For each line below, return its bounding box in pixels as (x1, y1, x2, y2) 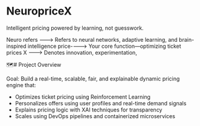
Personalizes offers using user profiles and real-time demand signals (15, 99, 187, 107)
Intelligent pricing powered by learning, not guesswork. (6, 24, 144, 31)
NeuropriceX (6, 4, 73, 18)
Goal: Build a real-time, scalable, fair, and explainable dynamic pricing (6, 75, 180, 82)
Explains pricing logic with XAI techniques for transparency (15, 106, 163, 113)
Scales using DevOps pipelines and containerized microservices (15, 112, 175, 119)
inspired (6, 42, 27, 50)
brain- (179, 36, 195, 43)
